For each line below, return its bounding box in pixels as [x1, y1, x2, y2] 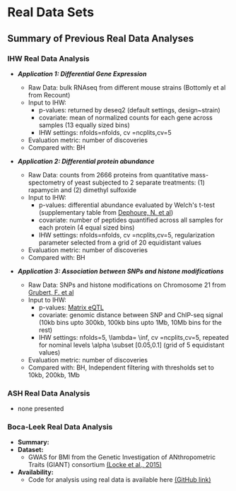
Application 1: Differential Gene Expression [17, 69, 147, 78]
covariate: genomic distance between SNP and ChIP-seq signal [38, 310, 223, 319]
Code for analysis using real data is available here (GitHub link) [28, 475, 211, 484]
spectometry [28, 178, 66, 187]
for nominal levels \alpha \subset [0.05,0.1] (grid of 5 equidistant [38, 341, 225, 349]
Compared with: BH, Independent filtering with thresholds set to [28, 363, 214, 372]
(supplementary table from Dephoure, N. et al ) [38, 208, 174, 216]
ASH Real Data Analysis [7, 388, 90, 398]
